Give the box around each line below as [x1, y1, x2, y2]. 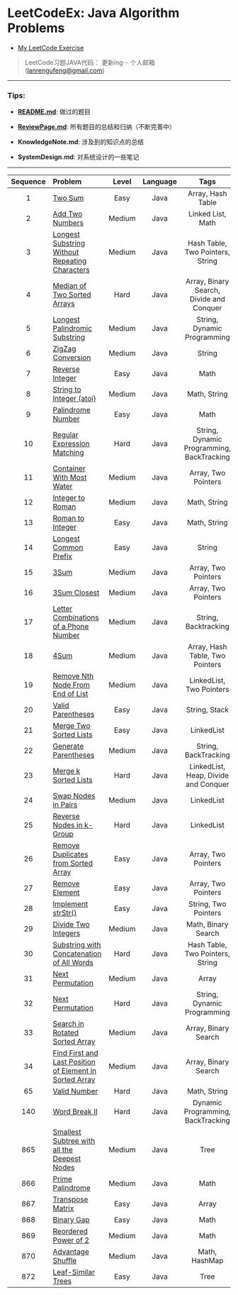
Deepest [52, 1154, 81, 1164]
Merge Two [52, 721, 91, 731]
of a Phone [52, 622, 89, 632]
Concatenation [52, 949, 102, 959]
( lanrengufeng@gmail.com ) [24, 66, 105, 75]
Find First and [52, 1048, 98, 1058]
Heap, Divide [186, 771, 229, 781]
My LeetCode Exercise [17, 43, 84, 52]
